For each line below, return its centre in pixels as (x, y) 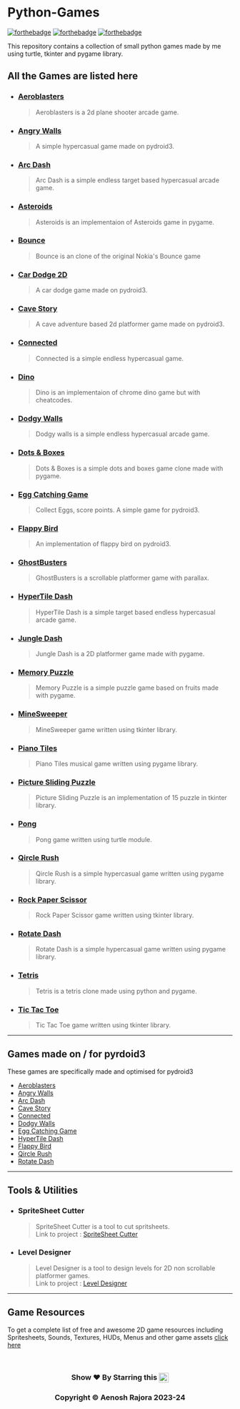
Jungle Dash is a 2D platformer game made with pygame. (120, 654)
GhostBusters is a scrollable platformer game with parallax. (122, 578)
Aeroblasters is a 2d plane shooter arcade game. (107, 112)
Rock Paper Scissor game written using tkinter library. (115, 915)
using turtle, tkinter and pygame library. (65, 54)
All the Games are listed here (72, 76)
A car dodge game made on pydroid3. (91, 290)
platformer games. (63, 1275)
